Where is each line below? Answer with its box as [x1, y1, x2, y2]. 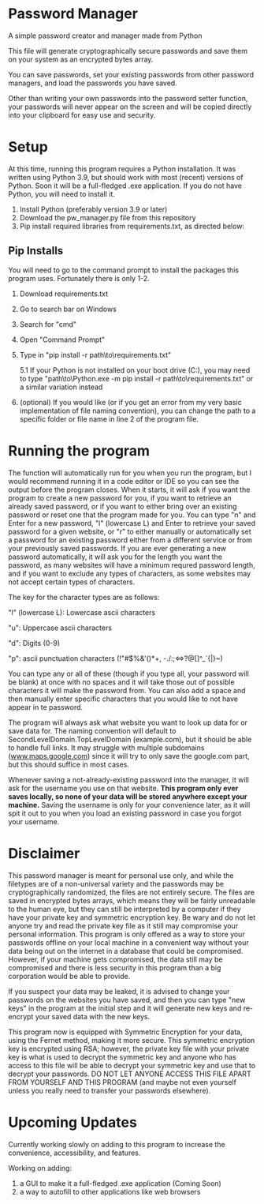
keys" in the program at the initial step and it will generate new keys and [8, 1003, 242, 1013]
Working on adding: [8, 1163, 73, 1172]
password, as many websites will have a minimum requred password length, [8, 560, 255, 569]
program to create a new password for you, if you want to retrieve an [8, 493, 232, 502]
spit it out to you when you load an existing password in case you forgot [8, 808, 242, 818]
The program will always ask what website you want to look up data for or [8, 718, 248, 727]
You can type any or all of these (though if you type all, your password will [8, 669, 250, 678]
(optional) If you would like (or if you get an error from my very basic [19, 397, 242, 407]
